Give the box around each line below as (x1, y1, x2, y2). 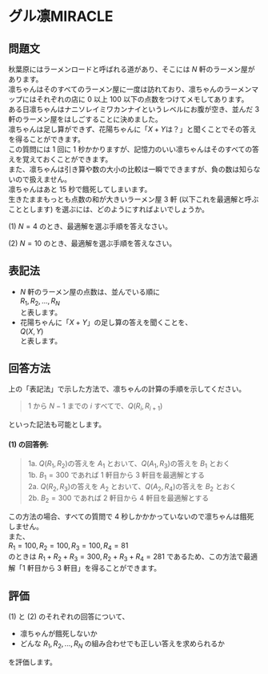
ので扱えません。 (14, 175, 72, 184)
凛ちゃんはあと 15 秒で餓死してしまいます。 (8, 185, 152, 194)
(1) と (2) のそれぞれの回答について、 (8, 612, 130, 621)
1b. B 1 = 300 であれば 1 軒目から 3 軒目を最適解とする (27, 470, 206, 482)
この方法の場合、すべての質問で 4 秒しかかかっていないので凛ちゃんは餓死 (8, 512, 254, 521)
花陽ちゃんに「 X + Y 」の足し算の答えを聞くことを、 (19, 317, 193, 327)
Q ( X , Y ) (19, 326, 44, 336)
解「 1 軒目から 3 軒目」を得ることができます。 (8, 564, 162, 573)
